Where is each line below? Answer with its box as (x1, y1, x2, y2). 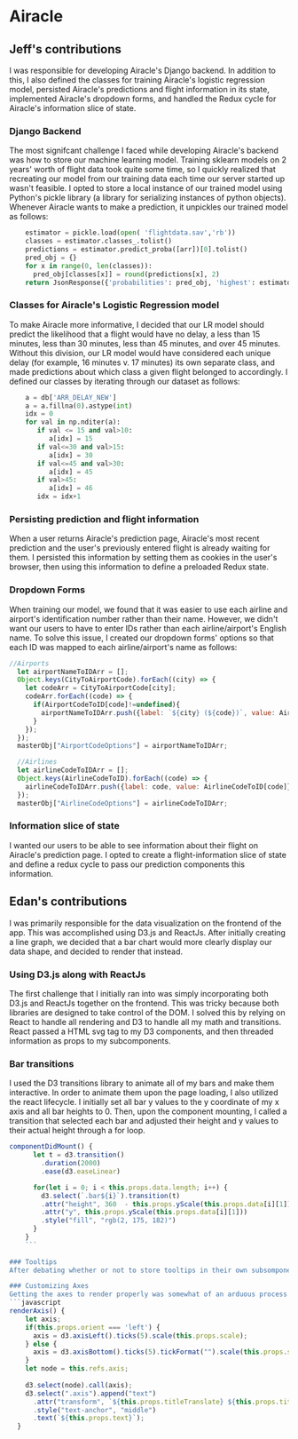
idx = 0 (25, 409, 53, 418)
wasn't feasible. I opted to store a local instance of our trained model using (9, 183, 283, 194)
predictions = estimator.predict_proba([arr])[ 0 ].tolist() (25, 245, 248, 254)
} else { (25, 1340, 58, 1348)
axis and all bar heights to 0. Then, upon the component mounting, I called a (9, 1106, 287, 1117)
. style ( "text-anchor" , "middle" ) (32, 1405, 157, 1414)
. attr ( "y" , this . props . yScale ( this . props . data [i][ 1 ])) (41, 1208, 248, 1217)
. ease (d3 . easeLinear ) (41, 1166, 122, 1176)
